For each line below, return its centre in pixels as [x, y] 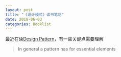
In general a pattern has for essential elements [67, 49]
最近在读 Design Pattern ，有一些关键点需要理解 [54, 39]
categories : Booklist [28, 24]
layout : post [19, 10]
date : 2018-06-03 [24, 19]
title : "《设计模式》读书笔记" [35, 15]
